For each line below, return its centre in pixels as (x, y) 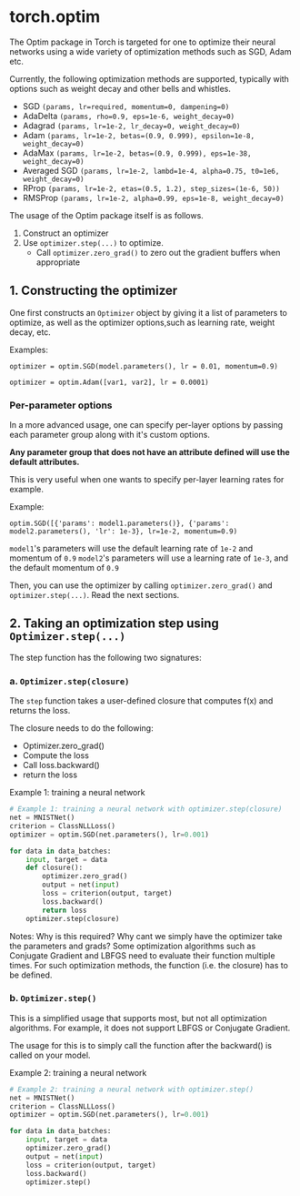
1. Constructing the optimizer (94, 291)
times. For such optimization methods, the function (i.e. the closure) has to (149, 965)
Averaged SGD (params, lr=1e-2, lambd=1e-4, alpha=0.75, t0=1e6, (151, 170)
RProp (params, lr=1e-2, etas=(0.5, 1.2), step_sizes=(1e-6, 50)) (151, 188)
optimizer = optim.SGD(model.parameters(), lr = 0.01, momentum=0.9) (144, 366)
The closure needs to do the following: (81, 728)
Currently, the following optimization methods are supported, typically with (149, 78)
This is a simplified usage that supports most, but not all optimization (138, 1018)
